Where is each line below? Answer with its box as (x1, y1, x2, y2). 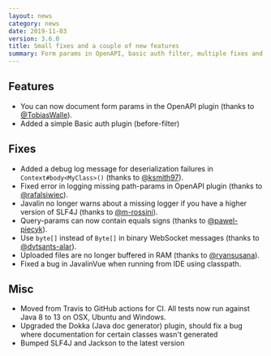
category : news (8, 20, 60, 28)
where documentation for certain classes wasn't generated (19, 330, 218, 340)
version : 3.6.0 (8, 34, 60, 43)
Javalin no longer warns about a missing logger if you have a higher (19, 198, 247, 208)
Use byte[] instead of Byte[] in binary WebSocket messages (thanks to (19, 232, 260, 242)
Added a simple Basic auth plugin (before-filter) (19, 119, 180, 128)
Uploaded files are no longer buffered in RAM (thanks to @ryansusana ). (19, 250, 260, 260)
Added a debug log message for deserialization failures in (19, 163, 213, 173)
